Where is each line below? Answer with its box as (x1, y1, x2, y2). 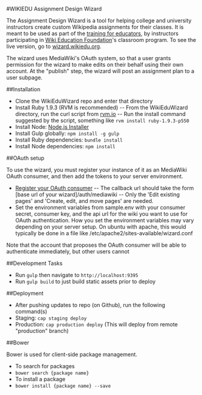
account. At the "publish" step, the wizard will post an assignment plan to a (6, 67, 195, 75)
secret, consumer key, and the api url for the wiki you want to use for (15, 210, 188, 218)
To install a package (15, 376, 66, 382)
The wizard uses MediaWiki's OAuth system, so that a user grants (6, 55, 172, 61)
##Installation (6, 86, 41, 93)
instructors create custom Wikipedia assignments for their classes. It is (6, 24, 184, 30)
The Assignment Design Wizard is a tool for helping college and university (6, 17, 192, 24)
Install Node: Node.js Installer (15, 123, 89, 130)
